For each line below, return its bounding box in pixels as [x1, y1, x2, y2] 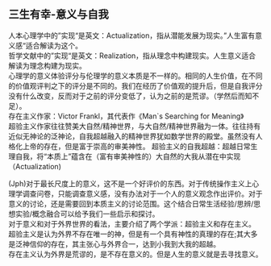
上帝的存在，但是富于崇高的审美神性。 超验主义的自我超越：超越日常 [22, 141, 251, 151]
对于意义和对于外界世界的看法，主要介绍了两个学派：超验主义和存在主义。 [8, 218, 256, 228]
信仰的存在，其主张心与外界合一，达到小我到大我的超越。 [29, 239, 220, 248]
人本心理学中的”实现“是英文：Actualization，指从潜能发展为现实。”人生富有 [8, 31, 256, 40]
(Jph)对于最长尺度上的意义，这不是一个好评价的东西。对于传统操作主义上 [8, 178, 252, 188]
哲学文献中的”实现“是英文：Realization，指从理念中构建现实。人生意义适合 [8, 51, 256, 60]
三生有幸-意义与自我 [8, 7, 109, 22]
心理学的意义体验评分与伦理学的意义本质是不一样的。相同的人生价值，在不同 [8, 71, 263, 81]
